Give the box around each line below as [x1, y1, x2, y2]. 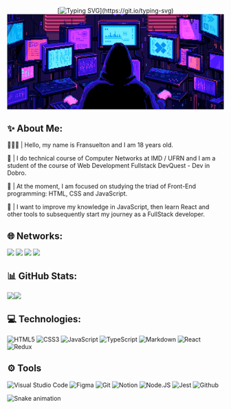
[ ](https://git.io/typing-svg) [57, 7, 174, 14]
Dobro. [7, 169, 27, 177]
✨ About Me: [7, 123, 63, 134]
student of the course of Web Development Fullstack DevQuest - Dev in [7, 162, 210, 170]
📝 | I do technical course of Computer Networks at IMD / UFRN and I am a [7, 154, 216, 162]
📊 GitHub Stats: [7, 270, 78, 282]
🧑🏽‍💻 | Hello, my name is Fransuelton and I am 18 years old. [7, 141, 174, 149]
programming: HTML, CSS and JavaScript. [7, 189, 128, 198]
